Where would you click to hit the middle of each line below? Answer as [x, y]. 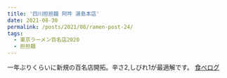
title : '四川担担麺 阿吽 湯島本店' [53, 14]
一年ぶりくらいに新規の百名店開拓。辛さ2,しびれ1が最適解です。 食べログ [113, 67]
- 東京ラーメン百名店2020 [46, 40]
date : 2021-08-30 [33, 20]
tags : [15, 33]
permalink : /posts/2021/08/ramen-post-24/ [70, 27]
